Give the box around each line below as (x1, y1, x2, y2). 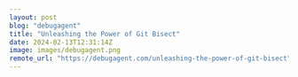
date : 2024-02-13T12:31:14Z (9, 37, 114, 47)
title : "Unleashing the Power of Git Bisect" (9, 29, 180, 38)
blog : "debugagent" (9, 21, 82, 30)
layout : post (9, 12, 58, 22)
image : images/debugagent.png (9, 46, 122, 55)
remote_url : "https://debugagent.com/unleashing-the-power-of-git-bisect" (9, 54, 292, 63)
